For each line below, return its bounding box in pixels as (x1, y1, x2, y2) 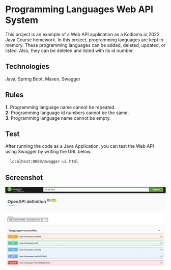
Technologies (5, 62, 50, 71)
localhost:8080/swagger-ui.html (10, 159, 79, 164)
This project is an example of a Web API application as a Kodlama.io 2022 (5, 31, 160, 37)
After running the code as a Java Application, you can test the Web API (5, 143, 154, 149)
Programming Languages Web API (5, 4, 154, 15)
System (5, 14, 39, 26)
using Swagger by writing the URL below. (5, 149, 92, 155)
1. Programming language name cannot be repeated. (5, 104, 116, 110)
